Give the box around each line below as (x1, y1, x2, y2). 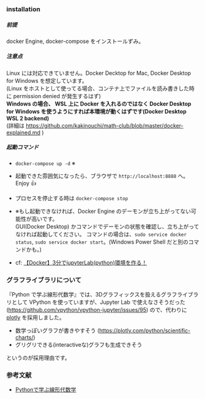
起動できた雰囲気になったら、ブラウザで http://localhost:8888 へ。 (15, 172, 189, 179)
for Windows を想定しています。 (6, 77, 88, 84)
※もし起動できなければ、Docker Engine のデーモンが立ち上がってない (15, 207, 192, 215)
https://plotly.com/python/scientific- (99, 327, 191, 335)
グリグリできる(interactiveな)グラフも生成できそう (15, 341, 143, 349)
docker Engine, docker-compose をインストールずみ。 (6, 37, 144, 45)
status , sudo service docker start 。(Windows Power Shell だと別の (15, 238, 188, 246)
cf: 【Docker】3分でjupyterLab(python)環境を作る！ (15, 258, 147, 266)
